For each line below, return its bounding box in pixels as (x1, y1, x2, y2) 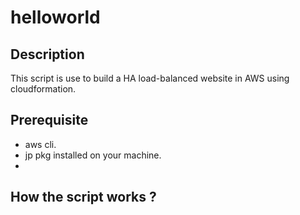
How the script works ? (10, 189, 157, 206)
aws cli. (24, 138, 57, 150)
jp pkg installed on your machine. (24, 149, 162, 161)
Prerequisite (10, 112, 89, 129)
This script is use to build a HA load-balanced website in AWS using (10, 72, 290, 84)
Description (10, 46, 85, 63)
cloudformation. (10, 83, 77, 95)
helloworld (10, 6, 101, 29)
